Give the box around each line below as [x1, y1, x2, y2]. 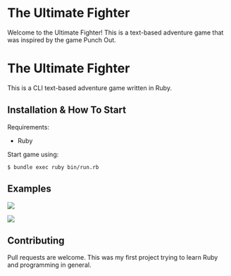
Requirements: [7, 123, 49, 131]
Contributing [7, 234, 65, 246]
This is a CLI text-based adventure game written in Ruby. [7, 83, 173, 92]
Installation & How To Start [7, 104, 127, 116]
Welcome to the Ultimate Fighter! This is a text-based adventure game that [7, 28, 224, 37]
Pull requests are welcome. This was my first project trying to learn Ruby [7, 253, 218, 262]
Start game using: [7, 150, 59, 158]
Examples [7, 183, 51, 195]
